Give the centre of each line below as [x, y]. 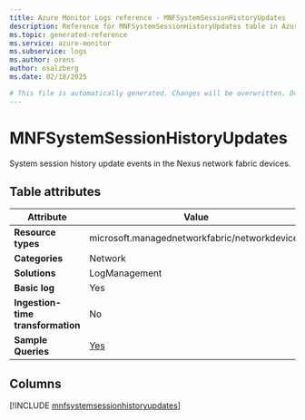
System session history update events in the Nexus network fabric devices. [150, 163]
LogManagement [126, 273]
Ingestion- [38, 303]
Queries [32, 352]
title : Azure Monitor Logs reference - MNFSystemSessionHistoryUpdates [148, 18]
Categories [39, 259]
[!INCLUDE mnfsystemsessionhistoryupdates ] [95, 405]
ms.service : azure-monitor [60, 43]
